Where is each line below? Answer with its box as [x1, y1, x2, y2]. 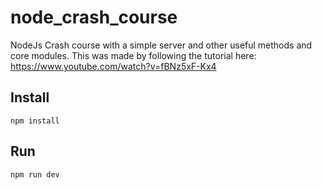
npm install [10, 116, 60, 126]
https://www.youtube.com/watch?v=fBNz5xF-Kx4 [10, 60, 217, 72]
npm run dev [10, 169, 60, 180]
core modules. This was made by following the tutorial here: [10, 49, 257, 61]
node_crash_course [10, 6, 178, 29]
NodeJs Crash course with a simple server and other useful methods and [10, 39, 313, 51]
